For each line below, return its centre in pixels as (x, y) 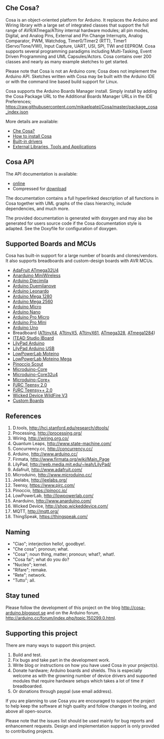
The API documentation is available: (41, 174)
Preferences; (19, 101)
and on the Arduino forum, (73, 612)
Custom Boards (28, 401)
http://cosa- (133, 607)
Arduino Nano (27, 312)
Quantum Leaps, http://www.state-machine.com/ (62, 444)
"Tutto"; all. (24, 581)
